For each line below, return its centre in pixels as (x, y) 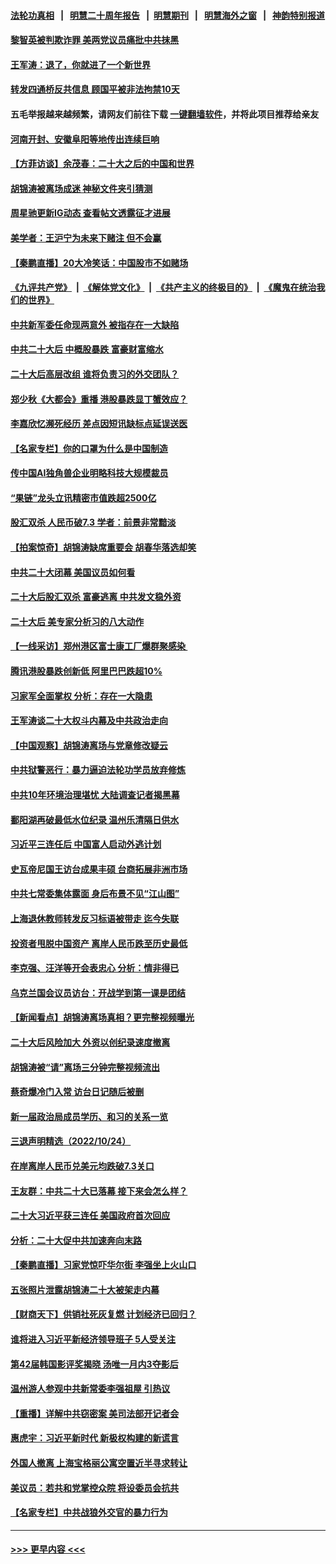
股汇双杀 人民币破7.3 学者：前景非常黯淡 (93, 522)
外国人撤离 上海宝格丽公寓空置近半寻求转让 (99, 1463)
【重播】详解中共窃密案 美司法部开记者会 (95, 1413)
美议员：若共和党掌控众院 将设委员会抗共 (95, 1487)
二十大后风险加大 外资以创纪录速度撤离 (90, 1042)
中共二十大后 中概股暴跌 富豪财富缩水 (87, 349)
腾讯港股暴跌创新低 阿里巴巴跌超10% (86, 671)
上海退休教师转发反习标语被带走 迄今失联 (95, 918)
